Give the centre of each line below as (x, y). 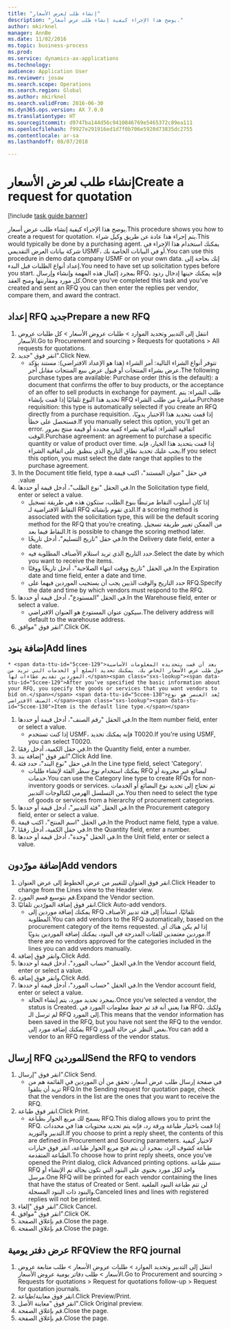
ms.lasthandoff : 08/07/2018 (48, 142)
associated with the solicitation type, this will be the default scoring (123, 516)
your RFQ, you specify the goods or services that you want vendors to (112, 688)
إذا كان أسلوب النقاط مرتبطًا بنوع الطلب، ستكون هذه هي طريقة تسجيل (119, 502)
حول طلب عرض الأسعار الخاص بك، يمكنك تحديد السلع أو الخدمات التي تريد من (116, 670)
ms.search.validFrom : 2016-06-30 (56, 104)
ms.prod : (20, 52)
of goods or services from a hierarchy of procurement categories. (121, 800)
